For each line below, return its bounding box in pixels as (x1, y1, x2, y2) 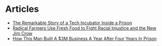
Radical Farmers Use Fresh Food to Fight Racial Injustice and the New (12, 25, 156, 31)
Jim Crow (12, 30, 33, 36)
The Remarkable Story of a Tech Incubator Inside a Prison (12, 20, 132, 26)
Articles (5, 3, 39, 15)
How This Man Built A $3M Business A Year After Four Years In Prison (12, 36, 157, 42)
